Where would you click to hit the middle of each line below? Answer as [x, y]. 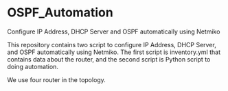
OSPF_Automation [60, 13]
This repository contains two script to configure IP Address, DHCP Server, [112, 44]
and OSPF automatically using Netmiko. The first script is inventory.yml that [114, 52]
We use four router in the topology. [57, 79]
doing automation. [33, 66]
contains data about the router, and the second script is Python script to [109, 59]
